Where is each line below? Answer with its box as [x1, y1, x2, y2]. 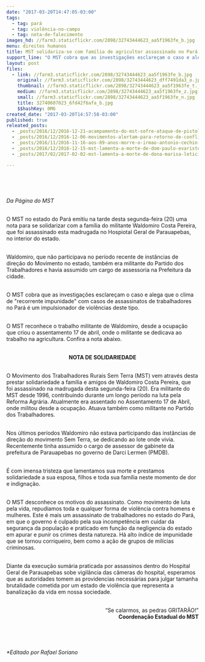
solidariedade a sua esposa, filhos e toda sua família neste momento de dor [6, 473, 196, 480]
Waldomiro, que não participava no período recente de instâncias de [6, 253, 179, 260]
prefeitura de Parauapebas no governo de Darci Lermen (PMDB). [6, 449, 170, 456]
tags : [6, 15, 20, 21]
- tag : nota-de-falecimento [12, 32, 84, 38]
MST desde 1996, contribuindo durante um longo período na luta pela [6, 391, 181, 399]
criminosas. [6, 543, 35, 551]
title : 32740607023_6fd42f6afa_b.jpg [17, 100, 113, 106]
